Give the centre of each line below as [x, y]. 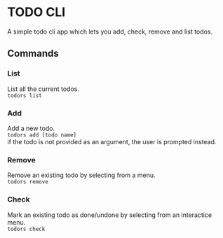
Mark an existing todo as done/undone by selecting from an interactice [110, 215]
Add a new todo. [31, 128]
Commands [33, 54]
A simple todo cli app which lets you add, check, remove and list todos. [110, 31]
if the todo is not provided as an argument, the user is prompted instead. [112, 141]
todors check [26, 229]
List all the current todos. [43, 89]
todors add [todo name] [42, 135]
